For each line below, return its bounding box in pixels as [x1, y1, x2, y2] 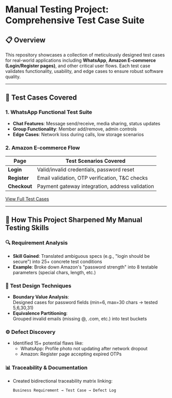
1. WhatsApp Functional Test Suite [5, 109, 93, 116]
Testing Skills [5, 223, 50, 232]
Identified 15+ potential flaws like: [12, 340, 83, 346]
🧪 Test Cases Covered [5, 93, 77, 102]
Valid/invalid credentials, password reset [37, 166, 135, 173]
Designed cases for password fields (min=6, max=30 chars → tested [12, 299, 158, 305]
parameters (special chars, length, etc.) [12, 269, 96, 275]
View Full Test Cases [5, 196, 50, 202]
